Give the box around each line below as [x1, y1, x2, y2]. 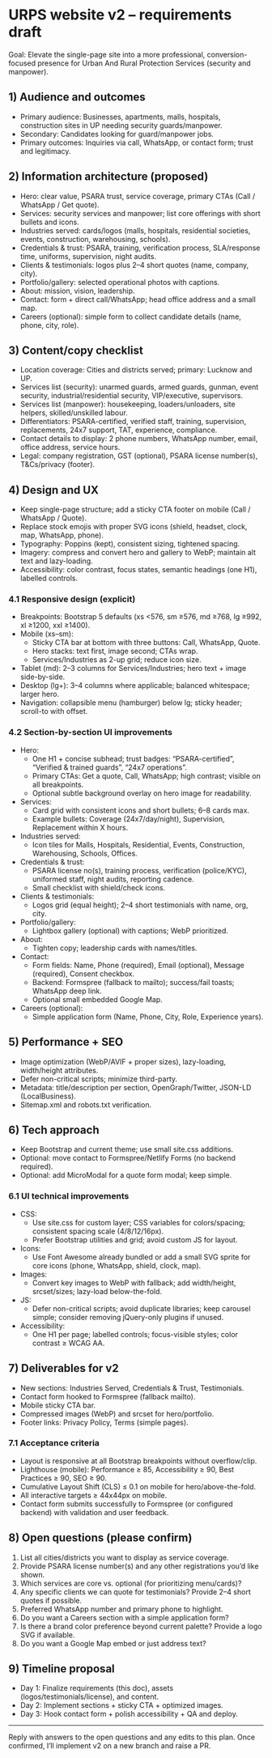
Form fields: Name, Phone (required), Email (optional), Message [32, 960, 244, 970]
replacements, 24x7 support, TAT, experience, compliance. [19, 425, 218, 435]
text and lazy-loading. [19, 556, 93, 566]
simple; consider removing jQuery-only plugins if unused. [32, 1312, 224, 1322]
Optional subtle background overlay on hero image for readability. [32, 788, 252, 798]
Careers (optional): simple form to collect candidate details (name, [19, 312, 241, 321]
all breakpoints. [32, 779, 84, 789]
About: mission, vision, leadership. [19, 286, 135, 295]
